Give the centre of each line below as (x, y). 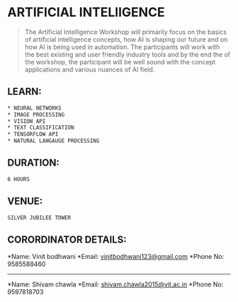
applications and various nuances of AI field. (90, 69)
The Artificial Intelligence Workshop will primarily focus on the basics (125, 32)
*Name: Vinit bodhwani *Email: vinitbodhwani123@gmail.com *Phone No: (116, 257)
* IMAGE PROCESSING (36, 115)
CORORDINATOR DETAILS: (67, 239)
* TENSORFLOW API (33, 134)
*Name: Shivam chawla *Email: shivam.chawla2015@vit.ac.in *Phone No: (115, 284)
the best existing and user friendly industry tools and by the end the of (127, 54)
